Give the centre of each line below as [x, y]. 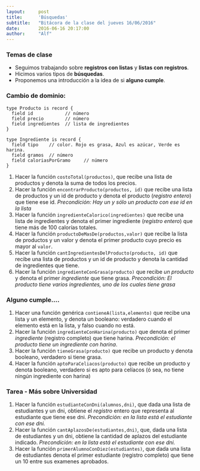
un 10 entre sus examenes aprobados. [62, 461]
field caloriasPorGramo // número [60, 160]
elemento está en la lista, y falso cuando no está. [75, 326]
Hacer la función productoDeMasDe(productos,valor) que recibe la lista [101, 234]
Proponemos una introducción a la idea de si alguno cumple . [90, 80]
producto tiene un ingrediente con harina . [66, 345]
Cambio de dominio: [36, 96]
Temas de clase [29, 55]
